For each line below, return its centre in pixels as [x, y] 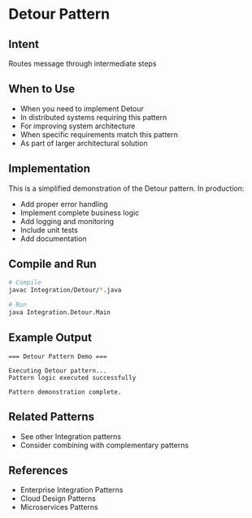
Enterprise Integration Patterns [72, 490]
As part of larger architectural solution [84, 143]
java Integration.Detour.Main [60, 313]
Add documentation [53, 238]
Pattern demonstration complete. [65, 392]
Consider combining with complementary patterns [104, 445]
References [38, 471]
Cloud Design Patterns [58, 499]
